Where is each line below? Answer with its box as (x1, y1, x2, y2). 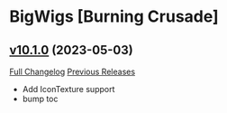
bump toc (22, 93, 59, 104)
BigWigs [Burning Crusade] (9, 6, 219, 27)
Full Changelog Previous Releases (9, 66, 136, 77)
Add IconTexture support (22, 84, 115, 94)
